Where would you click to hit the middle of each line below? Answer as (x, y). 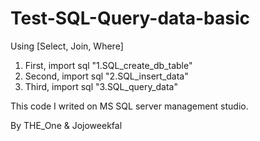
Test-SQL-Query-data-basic (130, 18)
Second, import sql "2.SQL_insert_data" (106, 76)
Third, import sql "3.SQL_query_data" (101, 86)
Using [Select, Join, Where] (67, 46)
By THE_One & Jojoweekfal (66, 125)
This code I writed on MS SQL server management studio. (129, 106)
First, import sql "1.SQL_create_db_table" (108, 65)
